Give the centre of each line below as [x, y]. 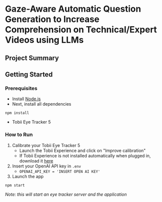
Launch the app [28, 176]
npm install [17, 113]
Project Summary [32, 58]
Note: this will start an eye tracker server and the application [66, 194]
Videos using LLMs [45, 40]
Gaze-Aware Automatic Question [73, 9]
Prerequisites [21, 88]
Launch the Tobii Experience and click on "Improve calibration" [82, 150]
